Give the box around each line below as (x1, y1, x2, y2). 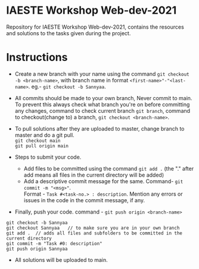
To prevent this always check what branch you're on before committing (14, 101, 190, 108)
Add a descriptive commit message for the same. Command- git (23, 177, 184, 185)
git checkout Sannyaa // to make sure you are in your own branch (6, 225, 180, 231)
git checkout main (14, 138, 61, 144)
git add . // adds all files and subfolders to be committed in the (6, 230, 183, 236)
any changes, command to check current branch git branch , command (14, 107, 191, 114)
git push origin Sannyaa (6, 246, 68, 252)
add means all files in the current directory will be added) (23, 171, 164, 178)
